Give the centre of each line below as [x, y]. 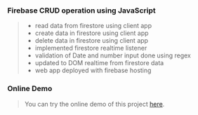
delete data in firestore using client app [92, 41]
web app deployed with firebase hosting [93, 70]
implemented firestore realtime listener [91, 48]
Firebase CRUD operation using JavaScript [81, 11]
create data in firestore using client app [92, 33]
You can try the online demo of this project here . [94, 104]
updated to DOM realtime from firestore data [99, 63]
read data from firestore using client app [93, 26]
